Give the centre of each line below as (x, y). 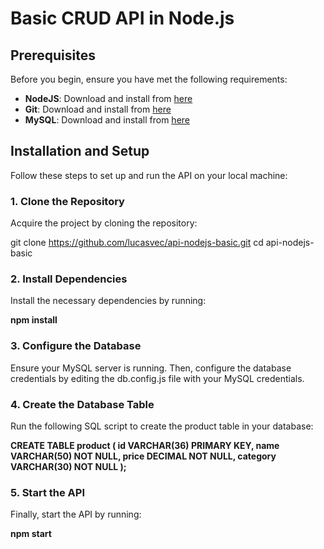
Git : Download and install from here (98, 109)
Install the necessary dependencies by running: (108, 301)
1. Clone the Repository (67, 201)
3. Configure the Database (76, 346)
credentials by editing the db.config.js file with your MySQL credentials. (157, 378)
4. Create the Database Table (82, 404)
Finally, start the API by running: (76, 514)
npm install (34, 320)
